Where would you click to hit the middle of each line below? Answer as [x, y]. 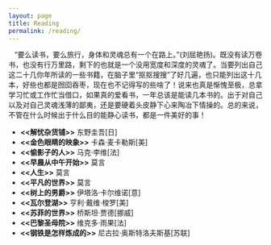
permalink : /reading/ [45, 31]
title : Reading [34, 23]
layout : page [30, 16]
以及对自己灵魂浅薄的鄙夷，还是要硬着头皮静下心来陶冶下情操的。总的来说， [135, 105]
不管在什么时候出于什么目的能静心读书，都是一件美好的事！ [107, 115]
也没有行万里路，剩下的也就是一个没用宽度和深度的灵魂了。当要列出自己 [142, 64]
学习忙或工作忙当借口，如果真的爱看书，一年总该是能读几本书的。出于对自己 [135, 95]
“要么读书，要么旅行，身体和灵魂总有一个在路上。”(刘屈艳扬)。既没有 [128, 55]
